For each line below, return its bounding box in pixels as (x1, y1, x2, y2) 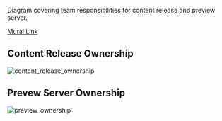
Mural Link (7, 28, 38, 35)
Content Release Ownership (7, 47, 134, 59)
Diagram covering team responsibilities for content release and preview (7, 6, 216, 14)
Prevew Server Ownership (7, 87, 126, 99)
